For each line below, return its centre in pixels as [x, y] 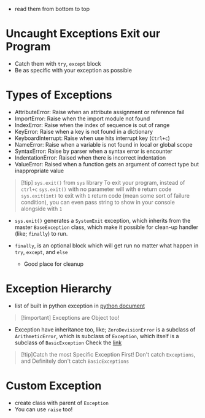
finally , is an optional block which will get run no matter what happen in [106, 246]
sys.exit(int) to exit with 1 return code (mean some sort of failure [105, 195]
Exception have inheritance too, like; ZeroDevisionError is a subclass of [105, 329]
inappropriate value [39, 171]
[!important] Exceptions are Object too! [70, 317]
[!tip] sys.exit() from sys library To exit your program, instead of [103, 182]
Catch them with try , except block [58, 63]
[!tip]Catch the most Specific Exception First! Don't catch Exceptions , [108, 354]
